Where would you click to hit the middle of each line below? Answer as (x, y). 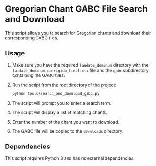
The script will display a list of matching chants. (60, 112)
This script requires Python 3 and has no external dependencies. (70, 158)
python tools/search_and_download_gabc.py (56, 93)
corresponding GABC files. (32, 38)
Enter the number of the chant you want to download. (66, 122)
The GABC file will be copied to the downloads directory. (68, 131)
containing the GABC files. (38, 75)
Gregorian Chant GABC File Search (77, 9)
